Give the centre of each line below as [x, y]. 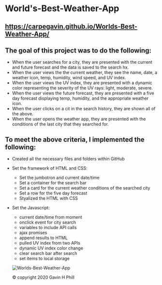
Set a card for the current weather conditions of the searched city [85, 188]
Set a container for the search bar [53, 183]
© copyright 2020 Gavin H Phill [43, 277]
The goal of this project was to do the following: [78, 50]
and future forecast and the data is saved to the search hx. [70, 67]
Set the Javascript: [31, 208]
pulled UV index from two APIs [50, 243]
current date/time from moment [51, 217]
